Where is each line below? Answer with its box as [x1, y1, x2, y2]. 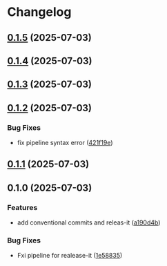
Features [7, 202, 38, 212]
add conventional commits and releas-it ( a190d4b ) [17, 218, 161, 227]
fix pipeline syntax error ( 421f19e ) [17, 139, 113, 147]
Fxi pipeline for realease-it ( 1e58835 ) [17, 251, 123, 260]
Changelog [7, 4, 72, 20]
